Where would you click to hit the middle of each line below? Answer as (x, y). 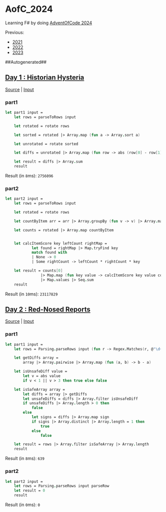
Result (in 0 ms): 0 (23, 505)
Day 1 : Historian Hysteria (45, 78)
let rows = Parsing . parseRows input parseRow (62, 486)
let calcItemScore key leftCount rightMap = (61, 243)
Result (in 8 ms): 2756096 (29, 176)
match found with (49, 253)
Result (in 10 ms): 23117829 (31, 294)
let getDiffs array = (36, 358)
